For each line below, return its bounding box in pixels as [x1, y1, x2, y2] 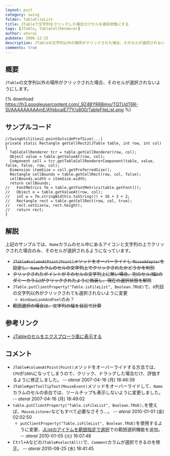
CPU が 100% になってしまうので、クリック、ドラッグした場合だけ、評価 [12, 370, 156, 376]
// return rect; [5, 207, 44, 213]
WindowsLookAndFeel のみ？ [20, 296, 75, 302]
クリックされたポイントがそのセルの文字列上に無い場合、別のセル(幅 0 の [12, 271, 163, 277]
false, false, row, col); [5, 163, 60, 168]
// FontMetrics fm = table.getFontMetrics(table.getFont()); [5, 185, 142, 191]
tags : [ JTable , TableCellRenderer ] [5, 26, 80, 31]
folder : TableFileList [5, 17, 53, 22]
